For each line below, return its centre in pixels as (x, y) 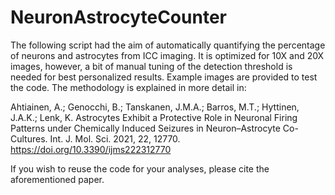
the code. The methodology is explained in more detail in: (128, 87)
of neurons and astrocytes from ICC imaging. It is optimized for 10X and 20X (167, 55)
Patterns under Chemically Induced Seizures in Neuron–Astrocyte (145, 128)
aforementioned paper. (57, 179)
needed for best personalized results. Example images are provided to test (164, 77)
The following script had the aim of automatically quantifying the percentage (168, 45)
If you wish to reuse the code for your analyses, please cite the (140, 168)
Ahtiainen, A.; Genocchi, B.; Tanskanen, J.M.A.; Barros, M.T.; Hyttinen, (155, 107)
